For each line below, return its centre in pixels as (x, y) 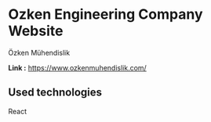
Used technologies (55, 93)
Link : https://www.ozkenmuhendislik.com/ (77, 67)
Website (36, 31)
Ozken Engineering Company (105, 14)
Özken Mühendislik (39, 52)
